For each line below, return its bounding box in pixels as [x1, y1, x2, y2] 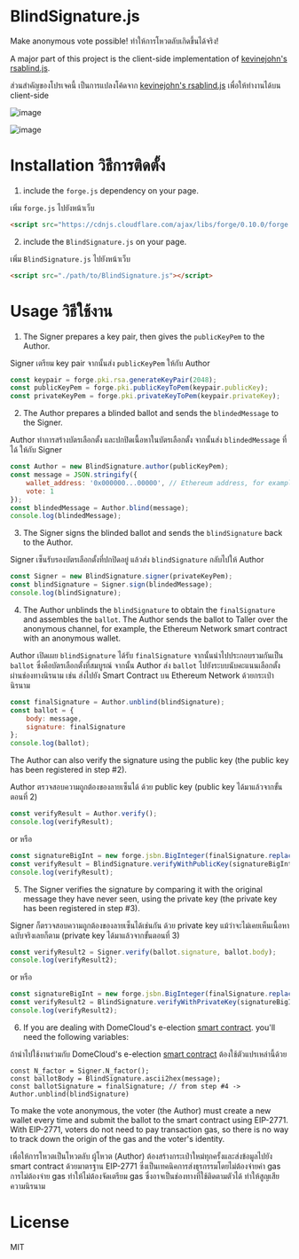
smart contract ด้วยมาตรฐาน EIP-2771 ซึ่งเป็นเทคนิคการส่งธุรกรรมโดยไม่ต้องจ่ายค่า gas [10, 1161, 281, 1171]
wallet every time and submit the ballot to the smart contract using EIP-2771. [10, 1114, 289, 1125]
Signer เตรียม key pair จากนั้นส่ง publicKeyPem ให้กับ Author [10, 358, 211, 368]
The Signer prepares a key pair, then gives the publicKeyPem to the [22, 331, 265, 342]
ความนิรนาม [10, 1180, 45, 1191]
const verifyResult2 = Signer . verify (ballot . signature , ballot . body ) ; [10, 948, 277, 956]
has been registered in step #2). [10, 765, 128, 775]
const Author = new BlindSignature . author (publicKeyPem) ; [10, 462, 229, 471]
